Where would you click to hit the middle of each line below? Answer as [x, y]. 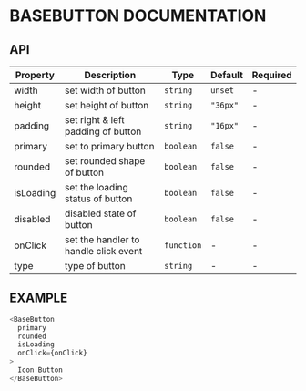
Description [110, 75]
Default [227, 75]
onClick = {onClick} [53, 353]
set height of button [107, 105]
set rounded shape [105, 161]
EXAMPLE [39, 298]
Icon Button [41, 370]
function [183, 246]
